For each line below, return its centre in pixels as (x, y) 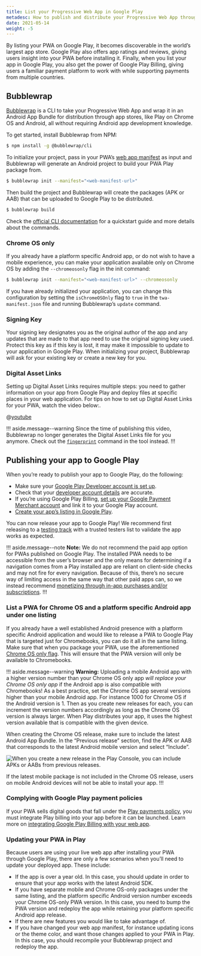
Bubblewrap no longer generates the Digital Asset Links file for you (89, 435)
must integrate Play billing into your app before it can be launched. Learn (96, 817)
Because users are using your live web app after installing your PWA (90, 852)
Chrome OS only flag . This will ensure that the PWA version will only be (94, 654)
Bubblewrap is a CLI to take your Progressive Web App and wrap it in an (95, 111)
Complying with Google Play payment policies (74, 798)
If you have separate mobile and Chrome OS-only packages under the (101, 890)
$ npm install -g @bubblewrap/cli (49, 146)
